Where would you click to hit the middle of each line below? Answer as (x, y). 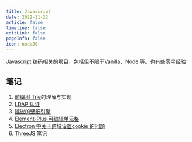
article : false (25, 22)
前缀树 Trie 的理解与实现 (43, 96)
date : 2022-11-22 (27, 17)
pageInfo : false (26, 39)
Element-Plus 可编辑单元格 (47, 119)
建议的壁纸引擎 (32, 111)
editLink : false (26, 33)
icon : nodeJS (22, 44)
